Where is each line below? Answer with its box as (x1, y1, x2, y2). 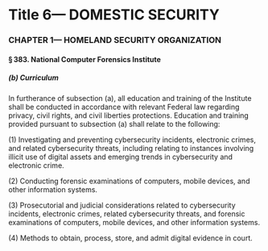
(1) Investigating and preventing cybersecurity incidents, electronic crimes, (8, 135, 256, 144)
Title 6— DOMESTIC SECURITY (8, 6, 220, 24)
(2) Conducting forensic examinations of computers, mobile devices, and (8, 176, 250, 186)
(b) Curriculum (8, 73, 59, 82)
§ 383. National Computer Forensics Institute (8, 54, 161, 64)
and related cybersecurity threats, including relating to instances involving (8, 143, 254, 153)
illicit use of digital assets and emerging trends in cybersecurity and (8, 152, 233, 161)
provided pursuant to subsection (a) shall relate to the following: (8, 119, 221, 128)
